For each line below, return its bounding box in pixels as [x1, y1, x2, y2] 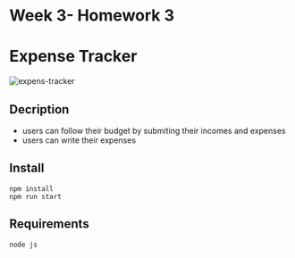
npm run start [9, 192, 63, 201]
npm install [9, 184, 54, 193]
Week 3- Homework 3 [9, 5, 175, 26]
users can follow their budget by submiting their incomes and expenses [21, 125, 286, 136]
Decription [9, 102, 70, 117]
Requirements [9, 216, 89, 232]
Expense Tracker [9, 46, 138, 67]
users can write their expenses [21, 135, 137, 146]
